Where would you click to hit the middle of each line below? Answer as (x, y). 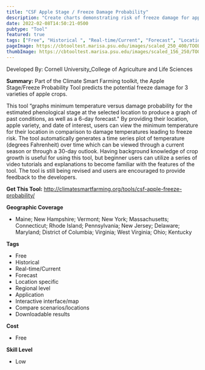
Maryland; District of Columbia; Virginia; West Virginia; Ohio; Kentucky (103, 232)
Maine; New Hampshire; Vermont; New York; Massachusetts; (92, 219)
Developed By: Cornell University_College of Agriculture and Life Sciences (100, 69)
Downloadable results (42, 314)
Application (30, 294)
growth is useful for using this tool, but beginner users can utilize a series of (102, 158)
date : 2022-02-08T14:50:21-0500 (47, 23)
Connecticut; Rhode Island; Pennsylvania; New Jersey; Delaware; (97, 225)
